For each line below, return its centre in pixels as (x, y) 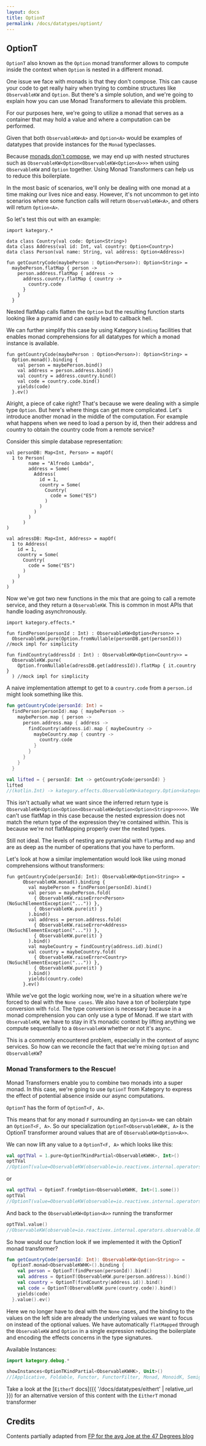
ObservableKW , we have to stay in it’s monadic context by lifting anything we (101, 1022)
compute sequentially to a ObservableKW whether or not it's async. (89, 1028)
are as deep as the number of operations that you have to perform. (91, 847)
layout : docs (23, 12)
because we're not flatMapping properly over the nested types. (86, 829)
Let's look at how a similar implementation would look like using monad (96, 859)
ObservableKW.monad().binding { (64, 882)
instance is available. (33, 343)
